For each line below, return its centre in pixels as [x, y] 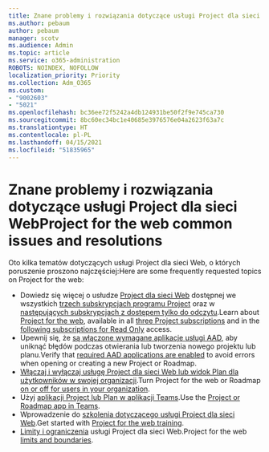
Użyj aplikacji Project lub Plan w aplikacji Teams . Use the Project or [130, 398]
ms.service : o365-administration [64, 61]
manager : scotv [34, 38]
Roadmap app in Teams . [60, 406]
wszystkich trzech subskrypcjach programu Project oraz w [117, 304]
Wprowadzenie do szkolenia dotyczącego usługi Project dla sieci [127, 414]
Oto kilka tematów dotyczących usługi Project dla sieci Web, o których [124, 263]
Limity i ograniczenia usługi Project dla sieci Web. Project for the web [133, 432]
